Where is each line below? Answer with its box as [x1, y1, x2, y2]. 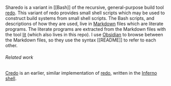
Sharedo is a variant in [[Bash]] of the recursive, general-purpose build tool [5, 5, 164, 10]
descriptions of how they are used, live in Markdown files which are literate [5, 20, 164, 27]
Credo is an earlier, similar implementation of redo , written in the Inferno [5, 70, 157, 76]
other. [5, 42, 18, 48]
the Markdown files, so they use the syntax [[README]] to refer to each [5, 37, 156, 43]
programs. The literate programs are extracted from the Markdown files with [5, 26, 166, 32]
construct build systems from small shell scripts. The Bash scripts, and [5, 15, 155, 21]
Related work [5, 54, 33, 60]
